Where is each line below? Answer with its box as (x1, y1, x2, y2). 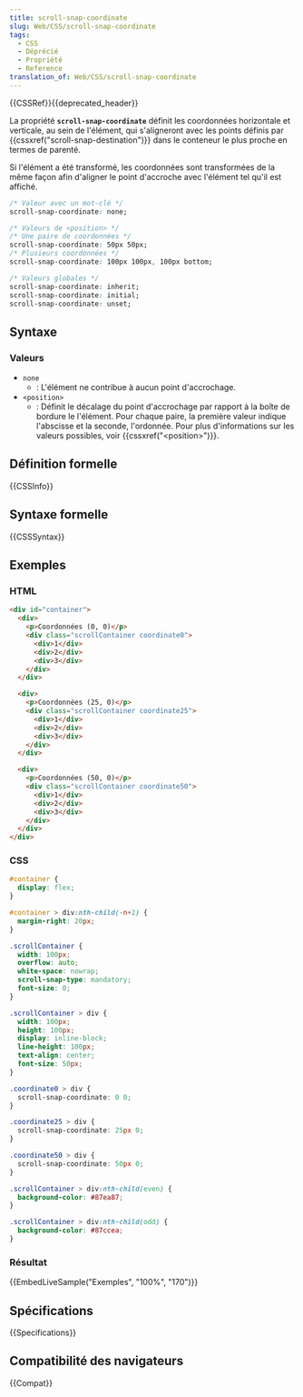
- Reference (17, 65, 64, 74)
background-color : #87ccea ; (17, 1226, 124, 1235)
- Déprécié (17, 47, 59, 56)
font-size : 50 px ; (17, 1060, 83, 1069)
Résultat (9, 1256, 47, 1269)
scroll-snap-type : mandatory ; (17, 975, 132, 985)
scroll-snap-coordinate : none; (9, 206, 128, 216)
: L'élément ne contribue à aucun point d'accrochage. (35, 382, 237, 393)
